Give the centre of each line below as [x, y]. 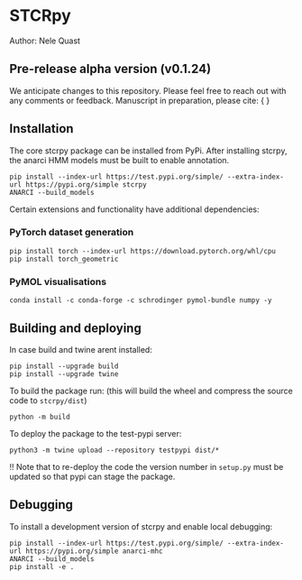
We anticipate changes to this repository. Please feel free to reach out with [148, 90]
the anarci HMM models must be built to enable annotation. [119, 160]
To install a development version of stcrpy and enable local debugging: [141, 526]
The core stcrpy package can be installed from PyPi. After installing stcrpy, [148, 151]
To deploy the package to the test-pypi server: [96, 433]
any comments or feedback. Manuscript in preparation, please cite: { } [140, 100]
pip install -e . [42, 566]
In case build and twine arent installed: [81, 349]
